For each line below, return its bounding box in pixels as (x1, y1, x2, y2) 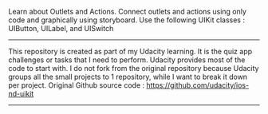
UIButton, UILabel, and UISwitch (8, 24, 114, 33)
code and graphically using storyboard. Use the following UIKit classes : (8, 15, 246, 25)
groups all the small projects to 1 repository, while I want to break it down (8, 72, 248, 81)
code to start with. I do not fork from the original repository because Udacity (8, 64, 259, 73)
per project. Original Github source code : (8, 81, 145, 90)
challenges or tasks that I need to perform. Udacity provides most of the (8, 55, 246, 65)
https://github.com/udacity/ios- (146, 81, 250, 90)
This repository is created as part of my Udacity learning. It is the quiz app (8, 47, 253, 56)
